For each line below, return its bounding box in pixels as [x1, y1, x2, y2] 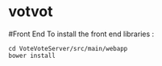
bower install [8, 52, 56, 60]
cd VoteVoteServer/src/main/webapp [8, 44, 128, 52]
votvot [8, 2, 54, 21]
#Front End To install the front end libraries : [8, 29, 155, 39]
